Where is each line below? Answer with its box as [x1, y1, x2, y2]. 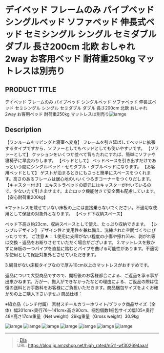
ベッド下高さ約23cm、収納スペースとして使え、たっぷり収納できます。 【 [5, 221, 154, 227]
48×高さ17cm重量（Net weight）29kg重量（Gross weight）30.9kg [5, 313, 139, 319]
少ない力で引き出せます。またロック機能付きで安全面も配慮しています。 [13, 188, 158, 194]
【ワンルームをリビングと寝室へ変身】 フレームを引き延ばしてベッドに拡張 [5, 139, 156, 145]
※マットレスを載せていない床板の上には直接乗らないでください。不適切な [5, 204, 153, 210]
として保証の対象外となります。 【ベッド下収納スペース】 [9, 211, 125, 217]
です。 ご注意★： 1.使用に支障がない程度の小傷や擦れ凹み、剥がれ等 [18, 233, 156, 239]
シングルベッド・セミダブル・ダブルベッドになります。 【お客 [30, 163, 156, 169]
